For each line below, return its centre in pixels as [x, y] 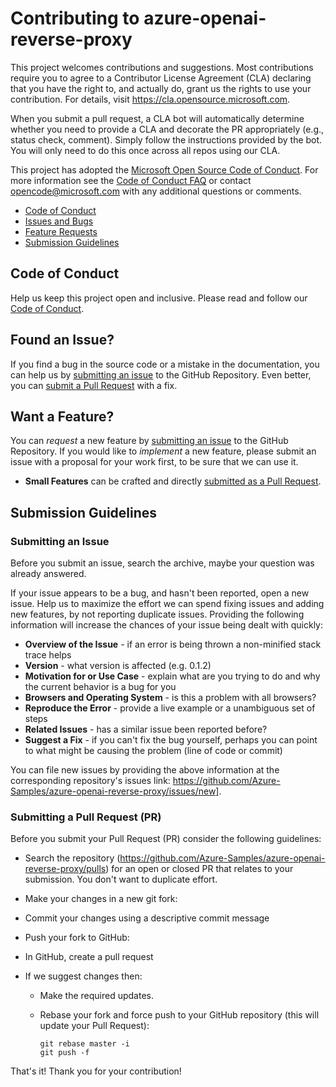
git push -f [64, 1053]
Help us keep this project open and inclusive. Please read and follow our [159, 298]
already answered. [48, 574]
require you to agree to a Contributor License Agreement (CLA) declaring [161, 78]
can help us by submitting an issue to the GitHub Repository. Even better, [161, 374]
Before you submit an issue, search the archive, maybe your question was [162, 563]
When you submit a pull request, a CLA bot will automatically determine [157, 118]
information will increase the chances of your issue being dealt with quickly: [167, 625]
